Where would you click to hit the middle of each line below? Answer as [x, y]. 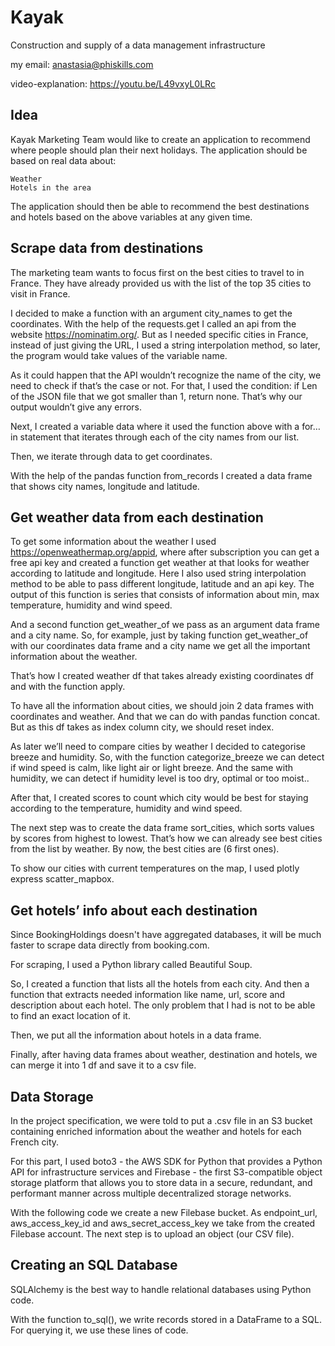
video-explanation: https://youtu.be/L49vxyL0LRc [113, 83]
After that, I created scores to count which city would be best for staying [159, 798]
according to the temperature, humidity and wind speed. [126, 808]
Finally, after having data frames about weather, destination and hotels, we [164, 1055]
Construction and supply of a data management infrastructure [138, 45]
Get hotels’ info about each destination [134, 910]
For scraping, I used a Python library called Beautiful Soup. [131, 965]
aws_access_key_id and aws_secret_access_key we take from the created [163, 1223]
